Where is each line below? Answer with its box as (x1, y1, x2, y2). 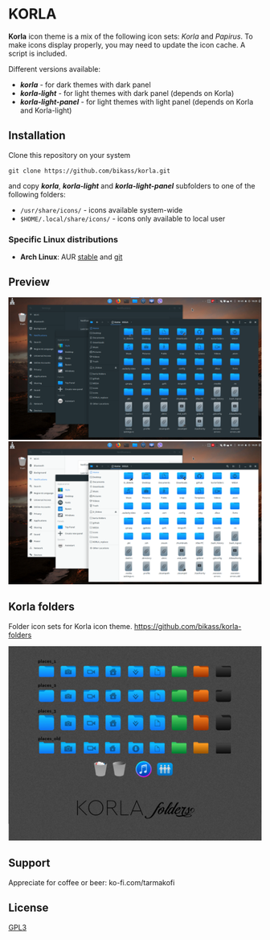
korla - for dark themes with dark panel (19, 80, 151, 89)
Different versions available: (8, 64, 100, 73)
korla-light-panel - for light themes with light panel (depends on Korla (19, 97, 254, 106)
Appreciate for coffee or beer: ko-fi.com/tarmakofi (8, 877, 175, 887)
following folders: (8, 189, 66, 199)
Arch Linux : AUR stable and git (19, 252, 123, 262)
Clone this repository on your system (8, 150, 131, 159)
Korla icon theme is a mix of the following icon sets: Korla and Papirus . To (8, 31, 253, 41)
